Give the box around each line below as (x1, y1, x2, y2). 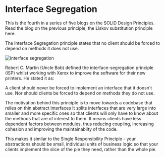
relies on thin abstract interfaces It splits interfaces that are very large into (5, 105, 156, 111)
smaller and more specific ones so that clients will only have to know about (5, 110, 159, 116)
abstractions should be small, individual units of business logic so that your (5, 141, 159, 147)
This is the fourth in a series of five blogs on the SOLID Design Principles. (5, 20, 155, 26)
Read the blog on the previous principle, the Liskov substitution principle (5, 25, 153, 31)
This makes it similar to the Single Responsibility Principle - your (5, 136, 136, 142)
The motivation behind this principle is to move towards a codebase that (5, 99, 153, 105)
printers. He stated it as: (5, 75, 55, 81)
